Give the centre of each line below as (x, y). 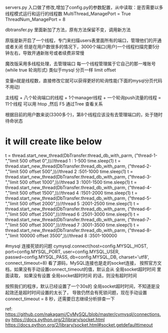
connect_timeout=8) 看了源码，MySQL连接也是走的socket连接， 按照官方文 (83, 263)
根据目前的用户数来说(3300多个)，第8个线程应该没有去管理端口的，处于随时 (84, 114)
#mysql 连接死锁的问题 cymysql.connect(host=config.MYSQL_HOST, (76, 246)
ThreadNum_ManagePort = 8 (35, 19)
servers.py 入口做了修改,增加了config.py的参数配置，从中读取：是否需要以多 (84, 7)
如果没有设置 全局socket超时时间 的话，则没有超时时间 (80, 275)
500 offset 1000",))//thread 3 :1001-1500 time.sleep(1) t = (78, 182)
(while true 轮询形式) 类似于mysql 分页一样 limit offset (61, 70)
